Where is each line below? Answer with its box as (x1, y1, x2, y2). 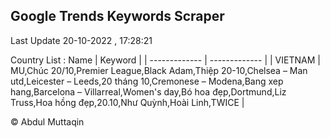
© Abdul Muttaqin (10, 115, 85, 128)
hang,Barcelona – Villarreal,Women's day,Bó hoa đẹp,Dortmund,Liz (10, 85, 287, 98)
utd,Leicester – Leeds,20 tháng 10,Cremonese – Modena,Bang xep (10, 75, 284, 87)
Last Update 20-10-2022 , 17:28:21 (10, 34, 153, 46)
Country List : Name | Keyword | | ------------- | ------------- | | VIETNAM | (10, 54, 321, 66)
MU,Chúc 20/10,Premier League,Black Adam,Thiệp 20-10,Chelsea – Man (10, 64, 308, 76)
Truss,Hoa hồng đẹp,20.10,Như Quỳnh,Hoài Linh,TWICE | (10, 96, 245, 108)
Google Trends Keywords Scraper (10, 8, 225, 25)
